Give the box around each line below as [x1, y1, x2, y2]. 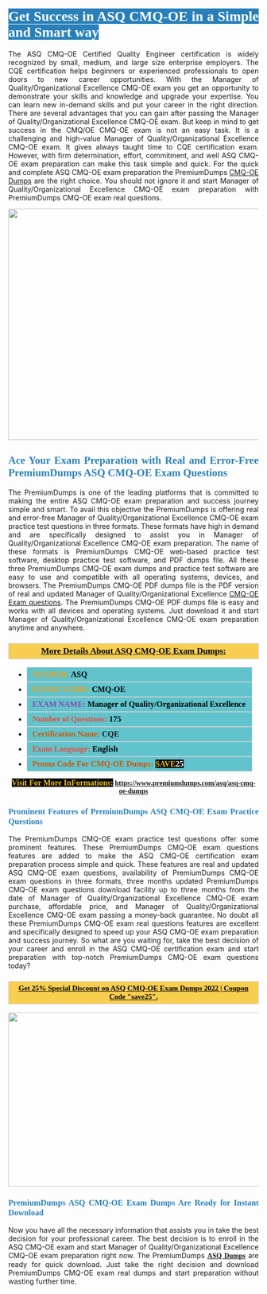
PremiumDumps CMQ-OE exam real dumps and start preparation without [8, 1268, 259, 1277]
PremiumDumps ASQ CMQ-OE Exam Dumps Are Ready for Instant [8, 1197, 259, 1208]
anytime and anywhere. [8, 623, 85, 632]
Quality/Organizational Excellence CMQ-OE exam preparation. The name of [8, 538, 259, 548]
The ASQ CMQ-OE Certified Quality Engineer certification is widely [8, 49, 259, 59]
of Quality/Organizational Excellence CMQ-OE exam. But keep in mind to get [8, 116, 259, 126]
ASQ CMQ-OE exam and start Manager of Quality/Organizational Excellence [8, 1242, 259, 1252]
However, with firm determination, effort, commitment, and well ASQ [8, 150, 237, 160]
